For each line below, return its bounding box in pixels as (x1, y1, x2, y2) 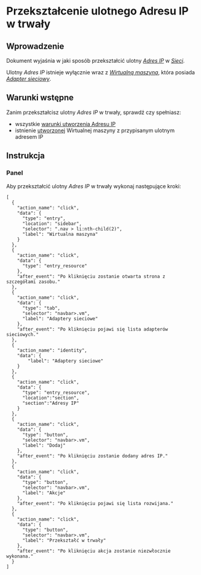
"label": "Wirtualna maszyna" (22, 231, 98, 237)
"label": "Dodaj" (22, 442, 66, 448)
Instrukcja (6, 151, 45, 161)
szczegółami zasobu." (6, 279, 61, 285)
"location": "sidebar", (22, 220, 82, 227)
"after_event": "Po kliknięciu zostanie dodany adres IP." (17, 453, 169, 459)
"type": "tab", (22, 305, 61, 311)
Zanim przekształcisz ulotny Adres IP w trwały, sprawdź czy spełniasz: (6, 109, 182, 116)
